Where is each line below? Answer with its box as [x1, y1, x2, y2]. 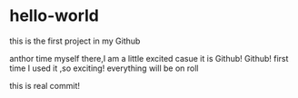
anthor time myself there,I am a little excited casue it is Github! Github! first [9, 53, 289, 64]
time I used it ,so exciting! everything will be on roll [9, 63, 199, 73]
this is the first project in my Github [9, 35, 141, 46]
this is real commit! [9, 80, 80, 91]
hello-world [9, 5, 100, 26]
